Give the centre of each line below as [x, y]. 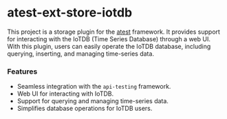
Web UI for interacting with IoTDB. [65, 94]
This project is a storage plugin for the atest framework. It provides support [113, 32]
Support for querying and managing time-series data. [93, 101]
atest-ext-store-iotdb [70, 13]
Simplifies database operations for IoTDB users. [85, 109]
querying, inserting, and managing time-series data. [81, 54]
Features [22, 72]
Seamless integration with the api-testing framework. [94, 87]
